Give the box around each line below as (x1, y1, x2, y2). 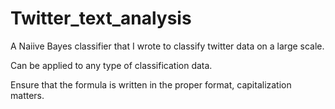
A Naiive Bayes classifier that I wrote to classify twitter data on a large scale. (10, 40, 325, 52)
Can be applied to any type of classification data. (10, 59, 213, 71)
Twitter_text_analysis (10, 7, 192, 30)
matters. (10, 89, 45, 101)
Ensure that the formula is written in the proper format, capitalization (10, 78, 292, 91)
